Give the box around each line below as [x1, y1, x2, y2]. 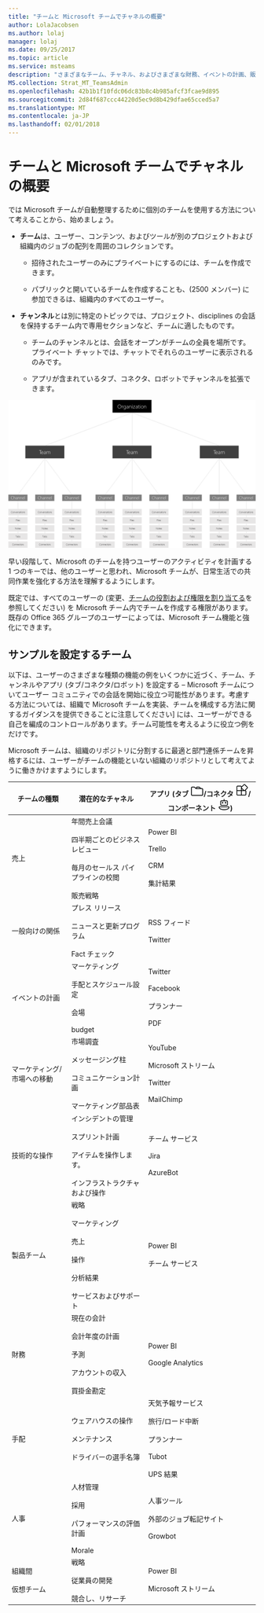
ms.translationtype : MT [8, 104, 86, 112]
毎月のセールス [71, 862, 120, 872]
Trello [148, 844, 167, 854]
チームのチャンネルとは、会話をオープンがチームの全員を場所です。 [31, 337, 251, 347]
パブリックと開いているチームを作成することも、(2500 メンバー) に [31, 284, 250, 294]
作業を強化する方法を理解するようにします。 [14, 576, 159, 586]
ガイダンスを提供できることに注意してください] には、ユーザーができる [21, 709, 253, 718]
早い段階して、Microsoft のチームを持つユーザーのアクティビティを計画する [8, 557, 253, 566]
